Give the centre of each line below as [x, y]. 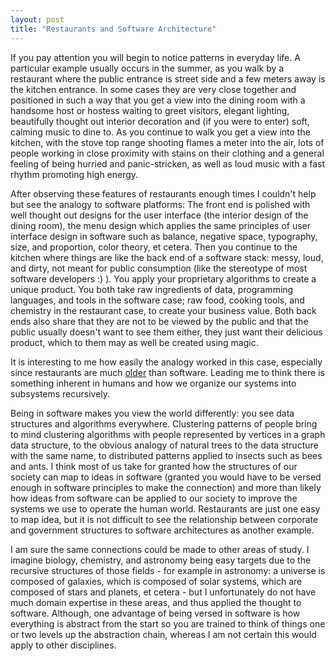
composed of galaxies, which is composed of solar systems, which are [156, 581]
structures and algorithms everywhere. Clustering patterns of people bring [164, 423]
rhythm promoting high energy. [74, 174]
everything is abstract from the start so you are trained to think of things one [168, 623]
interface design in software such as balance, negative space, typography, [164, 236]
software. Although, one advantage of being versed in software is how [155, 613]
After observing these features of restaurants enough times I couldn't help [163, 193]
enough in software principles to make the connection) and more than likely [166, 487]
